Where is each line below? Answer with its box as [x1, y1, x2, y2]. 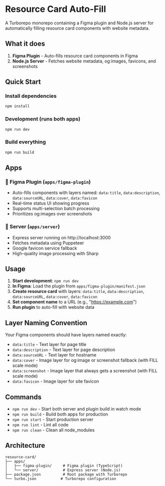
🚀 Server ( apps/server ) [5, 223, 60, 230]
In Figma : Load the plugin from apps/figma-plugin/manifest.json [12, 283, 146, 289]
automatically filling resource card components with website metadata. [5, 25, 150, 31]
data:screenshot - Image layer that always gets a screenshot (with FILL [12, 368, 158, 374]
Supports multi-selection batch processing [12, 206, 100, 211]
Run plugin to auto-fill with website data [12, 304, 95, 310]
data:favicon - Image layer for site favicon [12, 378, 99, 384]
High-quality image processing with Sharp [12, 250, 99, 256]
